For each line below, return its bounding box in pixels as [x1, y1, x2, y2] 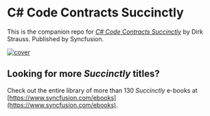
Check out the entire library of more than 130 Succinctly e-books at [7, 86, 198, 94]
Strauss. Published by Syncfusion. [7, 34, 104, 43]
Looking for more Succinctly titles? [7, 68, 160, 80]
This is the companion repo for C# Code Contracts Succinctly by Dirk [7, 27, 204, 36]
